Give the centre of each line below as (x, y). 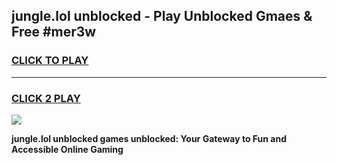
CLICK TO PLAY (50, 61)
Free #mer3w (54, 32)
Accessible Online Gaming (67, 149)
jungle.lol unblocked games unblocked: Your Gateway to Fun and (149, 138)
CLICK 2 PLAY (46, 98)
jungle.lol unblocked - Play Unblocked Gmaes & (162, 16)
